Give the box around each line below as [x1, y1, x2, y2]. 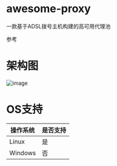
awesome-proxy [6, 2, 91, 16]
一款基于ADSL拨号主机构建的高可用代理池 [6, 22, 111, 30]
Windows [9, 148, 36, 157]
